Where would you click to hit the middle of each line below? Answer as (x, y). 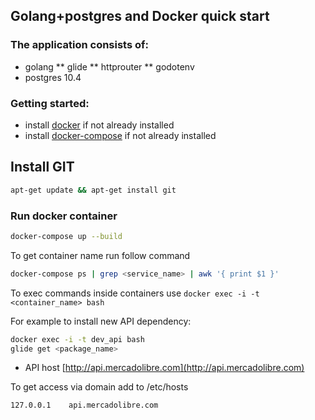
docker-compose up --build (66, 236)
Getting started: (50, 103)
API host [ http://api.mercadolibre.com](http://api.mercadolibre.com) (164, 368)
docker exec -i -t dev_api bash (77, 339)
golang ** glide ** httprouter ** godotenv (109, 66)
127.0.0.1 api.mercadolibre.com (84, 405)
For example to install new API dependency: (101, 321)
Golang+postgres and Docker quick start (140, 16)
